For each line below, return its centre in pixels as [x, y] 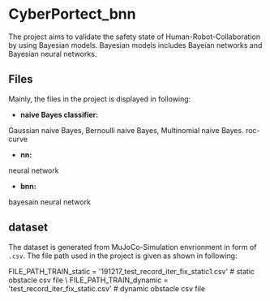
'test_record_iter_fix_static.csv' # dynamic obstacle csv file [107, 288]
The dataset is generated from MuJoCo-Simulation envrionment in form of [133, 247]
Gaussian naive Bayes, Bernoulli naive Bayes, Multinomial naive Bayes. [126, 130]
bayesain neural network [50, 202]
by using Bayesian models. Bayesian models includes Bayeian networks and [135, 45]
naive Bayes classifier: [59, 114]
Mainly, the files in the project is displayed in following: [100, 99]
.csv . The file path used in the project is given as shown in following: [123, 256]
